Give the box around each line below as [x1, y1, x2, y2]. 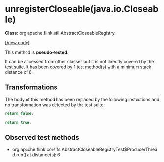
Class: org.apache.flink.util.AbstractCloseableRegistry [5, 30, 115, 36]
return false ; [5, 111, 34, 116]
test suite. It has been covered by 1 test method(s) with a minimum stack [5, 64, 151, 70]
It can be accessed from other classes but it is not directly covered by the [5, 58, 154, 64]
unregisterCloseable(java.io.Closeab [5, 3, 159, 15]
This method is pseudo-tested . [5, 49, 69, 55]
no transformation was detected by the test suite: [5, 102, 105, 108]
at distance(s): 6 [27, 152, 60, 158]
